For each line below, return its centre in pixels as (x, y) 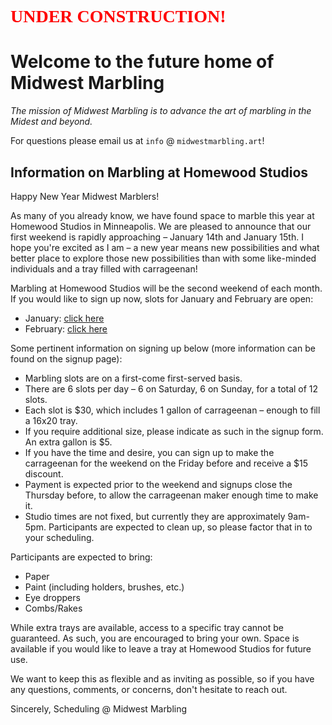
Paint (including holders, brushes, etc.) (104, 587)
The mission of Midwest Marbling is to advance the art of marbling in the (161, 111)
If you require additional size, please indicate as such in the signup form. (174, 431)
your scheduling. (59, 537)
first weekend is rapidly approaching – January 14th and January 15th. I (157, 237)
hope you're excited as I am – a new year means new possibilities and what (165, 247)
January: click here (64, 318)
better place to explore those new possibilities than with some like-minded (163, 258)
